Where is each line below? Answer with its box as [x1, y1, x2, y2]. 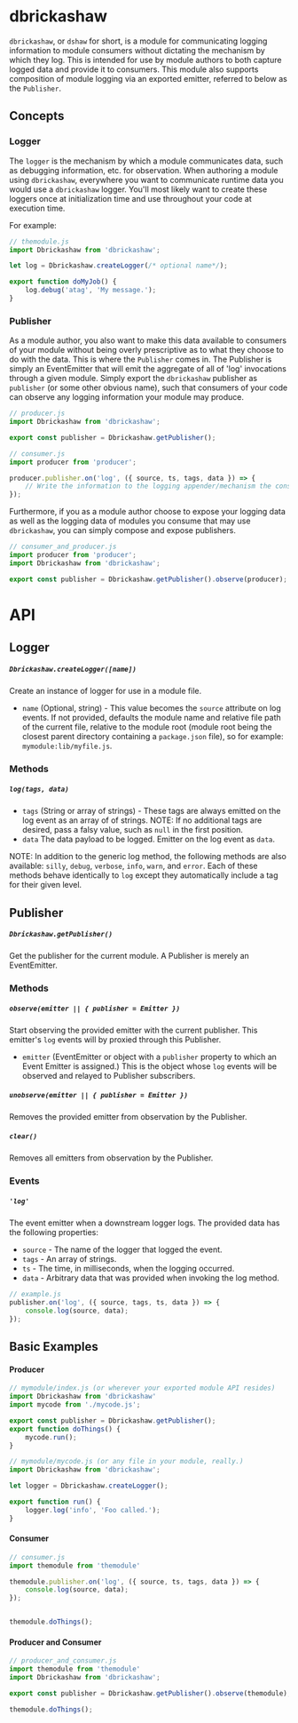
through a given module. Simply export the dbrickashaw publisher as [9, 373, 258, 384]
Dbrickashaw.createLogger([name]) [9, 665, 137, 674]
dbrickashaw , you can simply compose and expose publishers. [9, 525, 237, 536]
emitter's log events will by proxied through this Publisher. [9, 1034, 222, 1045]
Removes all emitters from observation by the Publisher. [9, 1153, 214, 1163]
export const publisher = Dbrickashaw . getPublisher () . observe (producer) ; [9, 575, 288, 584]
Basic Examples [9, 1339, 99, 1354]
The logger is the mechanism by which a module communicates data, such [9, 156, 284, 166]
